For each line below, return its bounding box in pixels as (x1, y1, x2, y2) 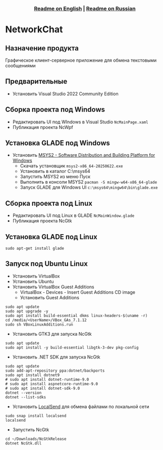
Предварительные (5, 77, 68, 86)
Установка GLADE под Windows (5, 139, 110, 147)
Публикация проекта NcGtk (12, 218, 72, 224)
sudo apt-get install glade (5, 246, 65, 251)
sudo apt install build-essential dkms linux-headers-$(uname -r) (5, 313, 148, 318)
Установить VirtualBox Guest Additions (12, 284, 94, 290)
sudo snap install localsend (5, 413, 67, 418)
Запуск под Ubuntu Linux (5, 259, 88, 268)
